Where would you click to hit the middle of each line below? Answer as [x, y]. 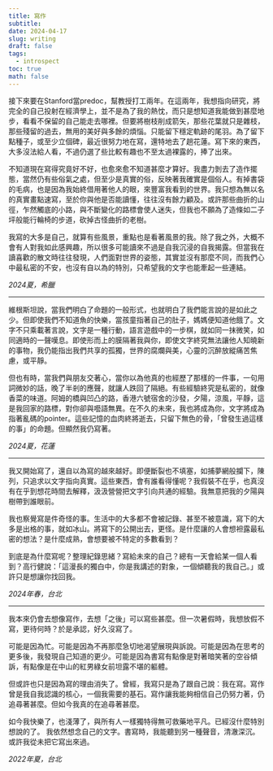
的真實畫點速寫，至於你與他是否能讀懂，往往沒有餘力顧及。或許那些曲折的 [133, 199]
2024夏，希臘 [32, 285]
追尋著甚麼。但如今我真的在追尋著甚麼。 [76, 703]
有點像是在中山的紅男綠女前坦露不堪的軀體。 [97, 666]
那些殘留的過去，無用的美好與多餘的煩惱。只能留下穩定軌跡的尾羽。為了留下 [136, 131]
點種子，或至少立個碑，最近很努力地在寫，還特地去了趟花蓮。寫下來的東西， [136, 141]
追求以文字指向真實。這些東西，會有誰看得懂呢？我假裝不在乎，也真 [143, 481]
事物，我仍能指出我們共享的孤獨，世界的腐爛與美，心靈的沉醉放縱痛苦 [132, 350]
